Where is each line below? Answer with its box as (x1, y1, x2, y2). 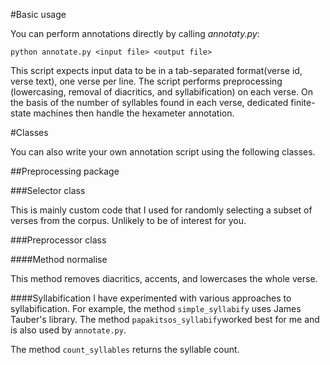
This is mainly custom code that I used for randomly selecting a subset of (10, 204, 313, 216)
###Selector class (10, 185, 86, 196)
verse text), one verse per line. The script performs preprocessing (10, 75, 283, 87)
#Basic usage (10, 9, 67, 20)
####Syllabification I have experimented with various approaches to (10, 292, 292, 304)
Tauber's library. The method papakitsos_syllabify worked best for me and (10, 314, 320, 325)
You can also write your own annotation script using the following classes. (10, 146, 316, 158)
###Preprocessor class (10, 234, 107, 246)
